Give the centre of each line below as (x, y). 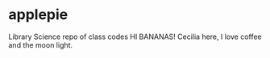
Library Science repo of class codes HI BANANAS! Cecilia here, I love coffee (135, 37)
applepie (38, 15)
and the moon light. (41, 44)
